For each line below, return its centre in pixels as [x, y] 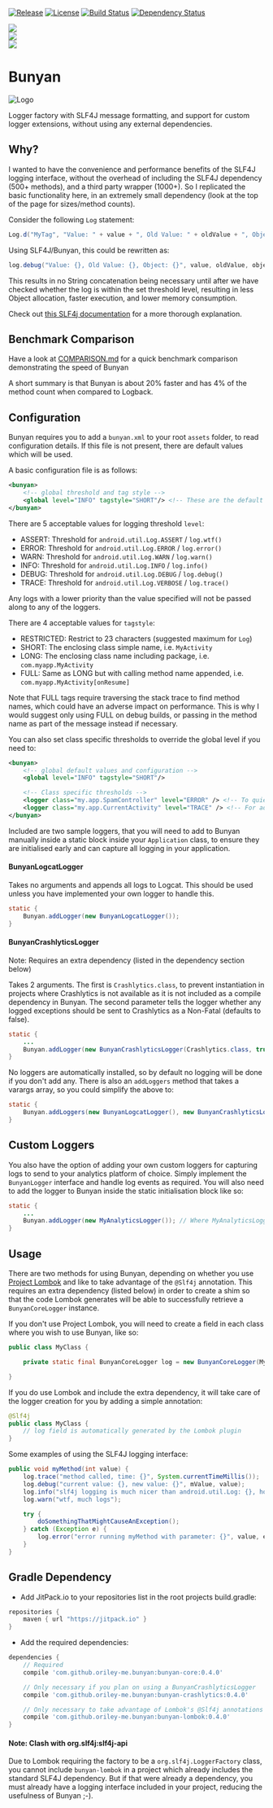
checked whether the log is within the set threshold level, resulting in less [131, 289]
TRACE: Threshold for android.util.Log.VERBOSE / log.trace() [124, 582]
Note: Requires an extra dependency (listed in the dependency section [127, 960]
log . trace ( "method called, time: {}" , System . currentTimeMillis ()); [141, 1477]
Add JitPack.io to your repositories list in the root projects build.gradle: [139, 1597]
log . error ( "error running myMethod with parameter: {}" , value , [149, 1537]
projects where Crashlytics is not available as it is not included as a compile [135, 993]
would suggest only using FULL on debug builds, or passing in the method [133, 715]
